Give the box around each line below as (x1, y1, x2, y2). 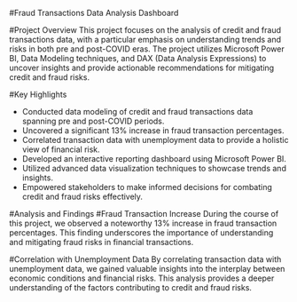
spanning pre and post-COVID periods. (21, 115, 165, 126)
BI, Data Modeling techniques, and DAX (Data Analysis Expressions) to (9, 53, 267, 63)
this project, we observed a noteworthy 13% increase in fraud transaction (9, 218, 277, 228)
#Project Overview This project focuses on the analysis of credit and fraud (9, 25, 282, 35)
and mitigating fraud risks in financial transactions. (9, 237, 194, 247)
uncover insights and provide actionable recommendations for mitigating (9, 62, 275, 73)
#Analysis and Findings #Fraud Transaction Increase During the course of (9, 209, 279, 219)
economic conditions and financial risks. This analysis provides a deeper (9, 273, 275, 283)
